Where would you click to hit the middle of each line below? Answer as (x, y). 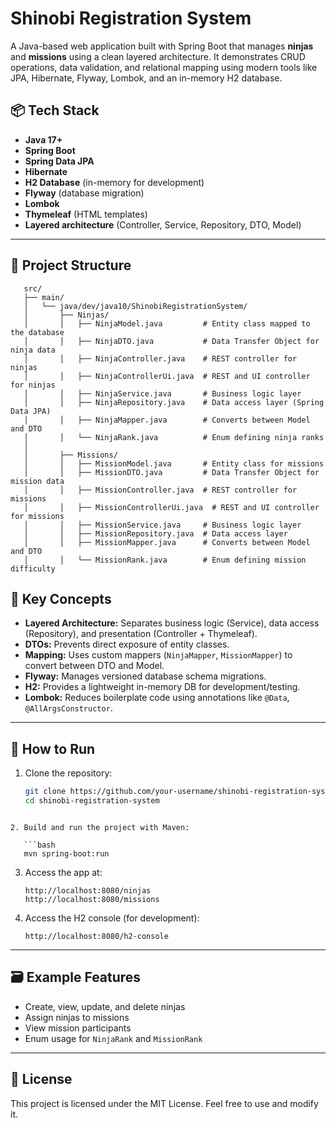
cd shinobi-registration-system (92, 801)
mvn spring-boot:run (66, 853)
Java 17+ (43, 139)
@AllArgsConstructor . (68, 708)
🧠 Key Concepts (61, 598)
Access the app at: (63, 872)
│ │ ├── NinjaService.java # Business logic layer (162, 393)
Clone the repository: (68, 773)
